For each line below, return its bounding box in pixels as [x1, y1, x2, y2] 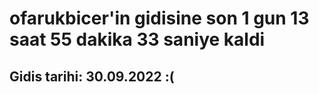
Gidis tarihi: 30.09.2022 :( [9, 68, 175, 85]
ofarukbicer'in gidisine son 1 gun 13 [9, 7, 310, 30]
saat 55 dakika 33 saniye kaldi [9, 28, 266, 51]
